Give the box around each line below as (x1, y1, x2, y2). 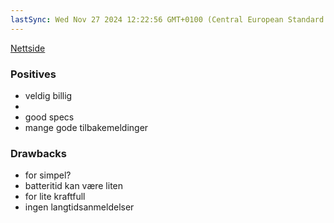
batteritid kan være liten (24, 180, 124, 192)
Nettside (10, 42, 46, 54)
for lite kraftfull (24, 191, 86, 203)
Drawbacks (10, 146, 67, 160)
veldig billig (24, 89, 73, 101)
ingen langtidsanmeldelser (24, 201, 135, 213)
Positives (10, 67, 57, 81)
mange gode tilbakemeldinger (24, 121, 149, 133)
